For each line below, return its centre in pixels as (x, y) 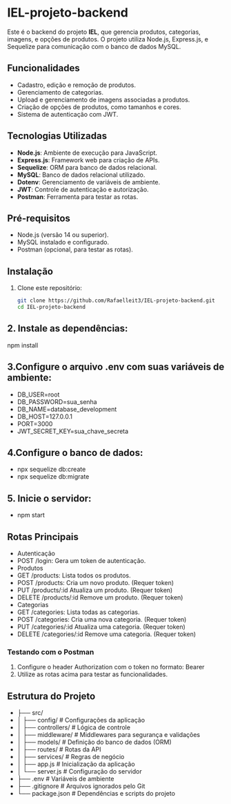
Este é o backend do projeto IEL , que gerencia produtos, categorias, (104, 32)
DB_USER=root (38, 394)
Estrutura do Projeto (51, 696)
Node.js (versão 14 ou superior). (63, 235)
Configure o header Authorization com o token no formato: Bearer (111, 667)
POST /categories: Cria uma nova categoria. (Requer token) (102, 619)
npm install (23, 345)
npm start (31, 515)
